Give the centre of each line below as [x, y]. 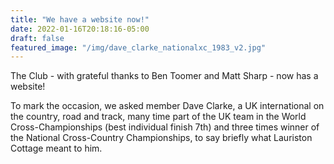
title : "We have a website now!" [80, 19]
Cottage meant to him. [56, 148]
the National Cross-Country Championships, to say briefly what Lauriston [161, 138]
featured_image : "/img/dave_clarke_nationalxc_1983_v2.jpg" [138, 47]
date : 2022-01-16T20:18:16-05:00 [80, 29]
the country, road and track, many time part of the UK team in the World [158, 117]
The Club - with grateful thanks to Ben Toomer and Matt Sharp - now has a [164, 76]
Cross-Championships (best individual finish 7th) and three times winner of [165, 127]
